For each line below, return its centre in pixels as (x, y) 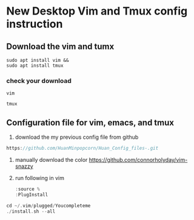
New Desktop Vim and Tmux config (97, 11)
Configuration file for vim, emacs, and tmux (90, 122)
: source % (28, 189)
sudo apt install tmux (35, 65)
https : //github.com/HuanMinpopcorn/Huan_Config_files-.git (82, 148)
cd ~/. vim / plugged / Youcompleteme (48, 205)
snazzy (24, 166)
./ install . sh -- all (31, 211)
